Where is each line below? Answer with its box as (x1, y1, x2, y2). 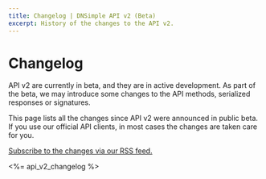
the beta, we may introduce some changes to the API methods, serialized (8, 89, 251, 99)
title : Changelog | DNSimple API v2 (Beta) (8, 11, 157, 20)
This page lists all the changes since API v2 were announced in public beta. (8, 114, 259, 123)
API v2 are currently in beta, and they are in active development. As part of (8, 81, 256, 90)
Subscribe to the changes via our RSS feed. (8, 146, 153, 156)
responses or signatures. (8, 98, 91, 107)
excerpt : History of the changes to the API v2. (8, 19, 174, 27)
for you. (8, 131, 35, 140)
